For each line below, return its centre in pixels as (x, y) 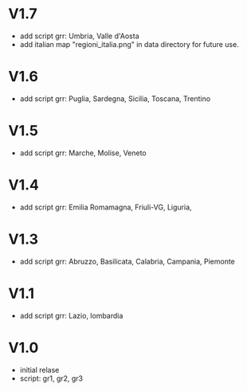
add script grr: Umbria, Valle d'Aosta (79, 36)
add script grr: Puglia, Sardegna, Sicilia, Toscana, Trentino (115, 98)
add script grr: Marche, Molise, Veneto (83, 153)
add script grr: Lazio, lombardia (71, 315)
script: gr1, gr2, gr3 (51, 378)
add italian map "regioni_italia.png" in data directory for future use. (129, 44)
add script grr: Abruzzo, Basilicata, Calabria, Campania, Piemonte (127, 261)
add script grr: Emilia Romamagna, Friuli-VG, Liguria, (106, 207)
